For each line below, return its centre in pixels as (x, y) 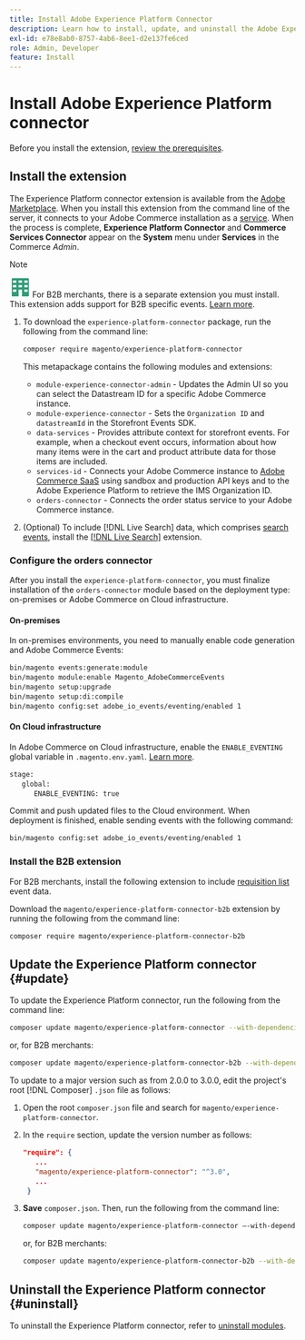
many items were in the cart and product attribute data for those (156, 452)
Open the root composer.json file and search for (111, 1107)
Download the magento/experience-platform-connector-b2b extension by (145, 908)
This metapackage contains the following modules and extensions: (147, 366)
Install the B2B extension (65, 861)
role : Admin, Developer (54, 48)
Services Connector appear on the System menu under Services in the (144, 237)
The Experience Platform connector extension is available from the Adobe (148, 198)
